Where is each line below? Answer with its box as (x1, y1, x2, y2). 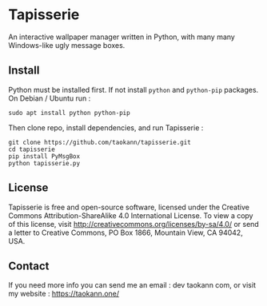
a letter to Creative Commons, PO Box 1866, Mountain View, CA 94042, (8, 228, 244, 237)
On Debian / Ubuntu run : (8, 93, 91, 103)
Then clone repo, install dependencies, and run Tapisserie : (8, 122, 204, 133)
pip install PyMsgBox (8, 152, 81, 161)
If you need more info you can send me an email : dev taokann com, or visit (8, 280, 256, 290)
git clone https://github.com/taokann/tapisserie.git (8, 138, 192, 146)
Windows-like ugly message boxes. (8, 40, 126, 50)
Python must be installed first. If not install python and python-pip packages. (8, 85, 259, 94)
